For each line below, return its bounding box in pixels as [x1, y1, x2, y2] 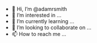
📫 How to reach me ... [11, 31, 66, 37]
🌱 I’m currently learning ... [11, 18, 75, 24]
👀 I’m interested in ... [11, 12, 62, 19]
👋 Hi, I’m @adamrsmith [11, 6, 68, 12]
